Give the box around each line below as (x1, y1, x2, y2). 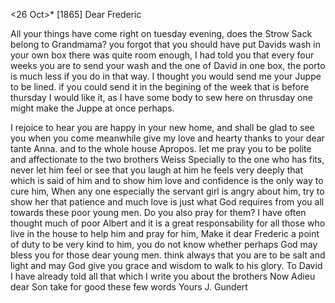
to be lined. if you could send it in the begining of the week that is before (10, 81, 310, 93)
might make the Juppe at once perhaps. (10, 102, 175, 114)
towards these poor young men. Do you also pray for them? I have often (10, 207, 307, 218)
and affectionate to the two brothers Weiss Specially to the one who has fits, (10, 154, 325, 165)
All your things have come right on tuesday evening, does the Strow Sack (10, 28, 313, 39)
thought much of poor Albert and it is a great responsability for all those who (10, 217, 326, 229)
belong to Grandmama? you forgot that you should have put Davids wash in (10, 39, 321, 50)
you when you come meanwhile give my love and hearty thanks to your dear (10, 132, 325, 144)
